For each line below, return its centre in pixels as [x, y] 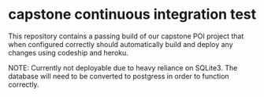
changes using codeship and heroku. [68, 52]
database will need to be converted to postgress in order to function [119, 76]
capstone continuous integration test [132, 14]
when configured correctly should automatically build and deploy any [121, 44]
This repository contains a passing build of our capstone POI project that [126, 36]
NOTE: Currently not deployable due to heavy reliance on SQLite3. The [123, 67]
